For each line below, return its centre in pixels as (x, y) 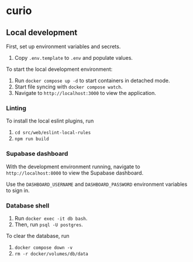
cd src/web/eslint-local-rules (53, 133)
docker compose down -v (44, 247)
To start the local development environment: (59, 69)
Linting (16, 108)
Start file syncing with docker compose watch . (68, 87)
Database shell (28, 205)
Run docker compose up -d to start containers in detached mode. (92, 81)
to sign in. (18, 190)
